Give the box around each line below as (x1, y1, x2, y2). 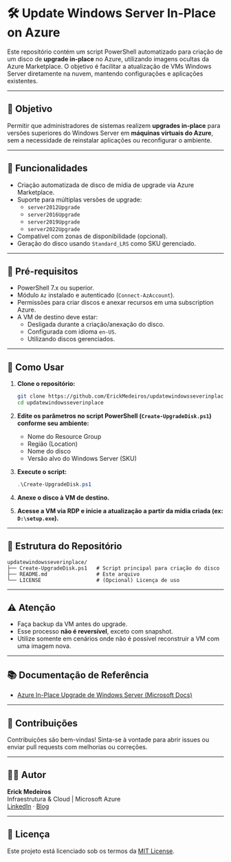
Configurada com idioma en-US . (27, 327, 117, 336)
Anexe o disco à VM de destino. (16, 493, 110, 502)
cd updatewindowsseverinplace (16, 400, 104, 407)
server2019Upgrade (27, 218, 80, 226)
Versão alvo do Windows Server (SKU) (27, 454, 137, 462)
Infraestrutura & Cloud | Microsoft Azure (7, 795, 121, 803)
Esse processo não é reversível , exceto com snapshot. (16, 627, 173, 636)
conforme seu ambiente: (16, 419, 89, 427)
